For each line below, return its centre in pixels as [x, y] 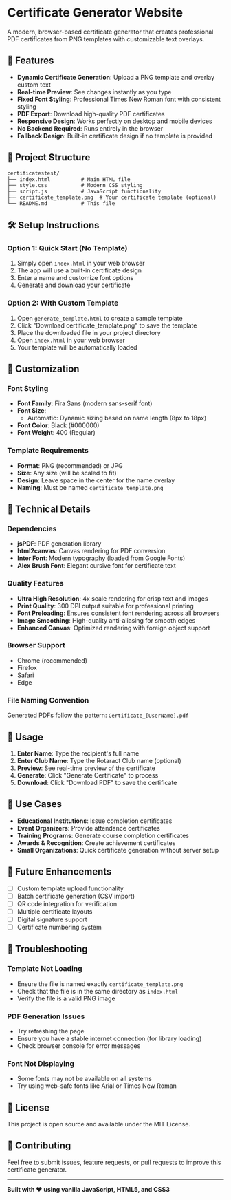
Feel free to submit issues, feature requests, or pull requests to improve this [114, 1162]
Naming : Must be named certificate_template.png [90, 487]
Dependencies [32, 528]
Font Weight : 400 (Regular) [56, 433]
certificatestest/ [33, 173]
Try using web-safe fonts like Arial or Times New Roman [97, 1086]
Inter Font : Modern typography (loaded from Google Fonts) [101, 558]
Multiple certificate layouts [55, 911]
